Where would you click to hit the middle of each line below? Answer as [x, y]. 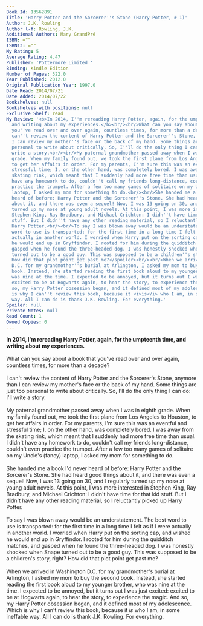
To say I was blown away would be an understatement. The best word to [96, 520]
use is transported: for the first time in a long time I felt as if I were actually [99, 526]
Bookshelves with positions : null [50, 108]
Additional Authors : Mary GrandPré [51, 35]
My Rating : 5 [23, 52]
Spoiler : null [24, 305]
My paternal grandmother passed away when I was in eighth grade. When [98, 410]
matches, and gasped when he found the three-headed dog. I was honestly [100, 545]
